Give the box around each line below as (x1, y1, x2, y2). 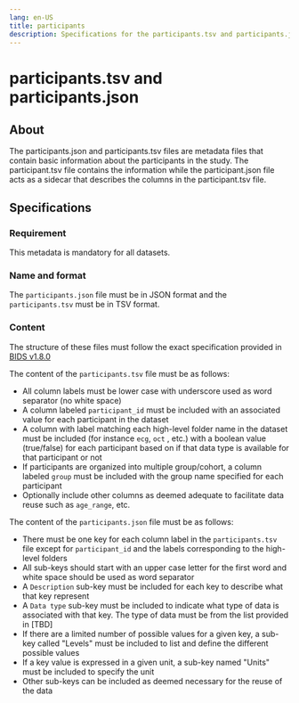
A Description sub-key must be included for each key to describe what (21, 581, 283, 592)
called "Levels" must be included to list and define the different (36, 638, 269, 649)
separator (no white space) (21, 395, 122, 405)
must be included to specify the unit (21, 666, 155, 677)
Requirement (9, 226, 67, 239)
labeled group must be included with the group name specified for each (21, 470, 284, 481)
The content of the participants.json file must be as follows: (9, 516, 234, 527)
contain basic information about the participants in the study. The (9, 155, 249, 166)
